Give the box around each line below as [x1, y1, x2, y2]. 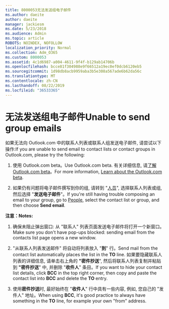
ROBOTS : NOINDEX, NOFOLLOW [5, 41, 62, 46]
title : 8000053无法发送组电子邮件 [5, 7, 72, 13]
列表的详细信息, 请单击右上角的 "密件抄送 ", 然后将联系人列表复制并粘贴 [12, 258, 161, 264]
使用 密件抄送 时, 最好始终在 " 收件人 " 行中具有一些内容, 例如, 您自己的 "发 [12, 286, 164, 292]
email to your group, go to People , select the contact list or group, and [12, 197, 160, 203]
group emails [5, 122, 62, 134]
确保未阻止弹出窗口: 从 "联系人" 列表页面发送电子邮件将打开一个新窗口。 [12, 224, 164, 230]
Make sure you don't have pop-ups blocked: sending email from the [12, 229, 155, 235]
